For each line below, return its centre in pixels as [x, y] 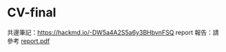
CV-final [32, 13]
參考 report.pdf [29, 41]
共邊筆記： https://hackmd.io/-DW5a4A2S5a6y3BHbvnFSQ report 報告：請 [113, 32]
